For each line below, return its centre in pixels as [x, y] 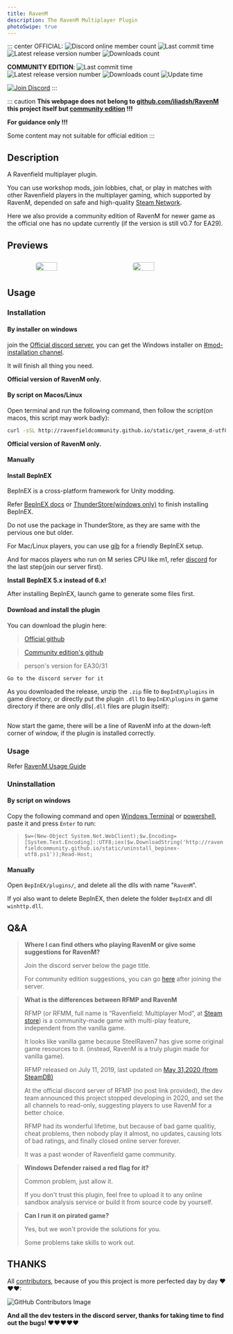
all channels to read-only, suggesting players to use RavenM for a [118, 1105]
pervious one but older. [41, 533]
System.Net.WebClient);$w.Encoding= [124, 837]
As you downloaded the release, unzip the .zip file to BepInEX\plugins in [111, 691]
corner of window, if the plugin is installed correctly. [81, 733]
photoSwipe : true [32, 26]
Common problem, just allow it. [68, 1181]
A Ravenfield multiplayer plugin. [53, 174]
